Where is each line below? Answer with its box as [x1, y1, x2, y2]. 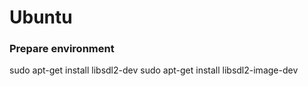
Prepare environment [9, 42, 115, 56]
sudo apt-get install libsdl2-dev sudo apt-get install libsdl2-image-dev [9, 64, 299, 76]
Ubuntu [9, 6, 73, 29]
